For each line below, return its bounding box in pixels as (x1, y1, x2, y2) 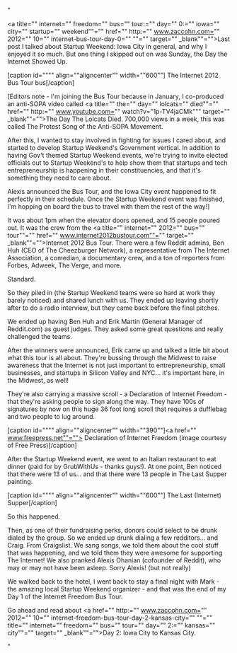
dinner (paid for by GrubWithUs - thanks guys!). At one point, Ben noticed (7, 463, 221, 470)
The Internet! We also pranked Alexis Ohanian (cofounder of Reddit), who (7, 556, 221, 565)
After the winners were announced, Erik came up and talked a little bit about (7, 346, 229, 354)
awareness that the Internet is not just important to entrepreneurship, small (7, 361, 226, 369)
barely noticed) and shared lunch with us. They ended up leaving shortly (7, 296, 219, 304)
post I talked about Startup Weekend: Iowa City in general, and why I (7, 42, 207, 50)
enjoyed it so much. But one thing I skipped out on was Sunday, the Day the (7, 50, 228, 58)
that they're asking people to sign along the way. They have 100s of (7, 398, 204, 405)
